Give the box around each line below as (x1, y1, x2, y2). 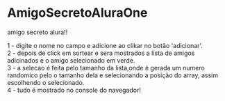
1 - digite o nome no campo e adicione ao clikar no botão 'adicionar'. (7, 41, 203, 49)
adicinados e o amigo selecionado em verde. (7, 56, 135, 64)
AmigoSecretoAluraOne (7, 5, 148, 21)
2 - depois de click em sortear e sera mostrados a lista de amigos (7, 49, 195, 57)
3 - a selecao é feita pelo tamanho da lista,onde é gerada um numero (7, 63, 205, 72)
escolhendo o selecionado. (7, 78, 85, 86)
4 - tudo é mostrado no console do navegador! (7, 86, 141, 94)
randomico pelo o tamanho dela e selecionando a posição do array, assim (7, 71, 219, 79)
